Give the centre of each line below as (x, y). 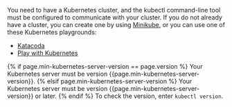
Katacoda (31, 46)
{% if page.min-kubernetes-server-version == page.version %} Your (105, 66)
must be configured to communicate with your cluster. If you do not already (115, 17)
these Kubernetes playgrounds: (52, 32)
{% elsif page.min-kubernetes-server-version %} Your (115, 81)
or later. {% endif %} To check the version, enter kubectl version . (129, 96)
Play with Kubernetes (47, 53)
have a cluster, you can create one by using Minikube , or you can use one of (116, 25)
